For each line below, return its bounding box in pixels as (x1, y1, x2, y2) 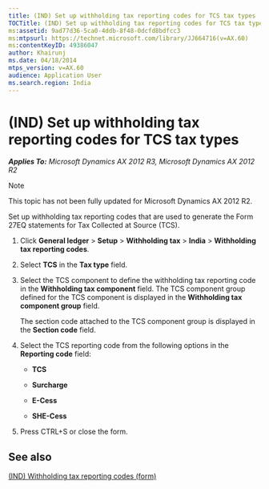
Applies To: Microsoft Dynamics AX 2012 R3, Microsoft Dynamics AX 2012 (8, 157, 255, 167)
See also (8, 450, 52, 463)
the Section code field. (19, 325, 96, 335)
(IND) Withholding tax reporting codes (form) (8, 471, 157, 481)
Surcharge (31, 380, 68, 390)
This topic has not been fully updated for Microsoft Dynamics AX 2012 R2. (8, 196, 253, 206)
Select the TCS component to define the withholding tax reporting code (19, 276, 256, 285)
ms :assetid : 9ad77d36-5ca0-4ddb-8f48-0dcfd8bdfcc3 (8, 26, 181, 34)
